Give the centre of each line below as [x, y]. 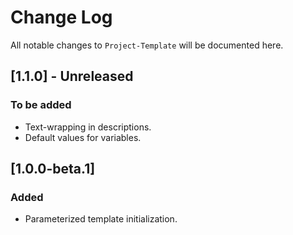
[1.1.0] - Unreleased [72, 76]
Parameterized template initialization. [101, 219]
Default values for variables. [83, 137]
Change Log [61, 17]
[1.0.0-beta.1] [53, 169]
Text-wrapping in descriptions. [88, 127]
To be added [41, 105]
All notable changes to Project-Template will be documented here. [147, 45]
